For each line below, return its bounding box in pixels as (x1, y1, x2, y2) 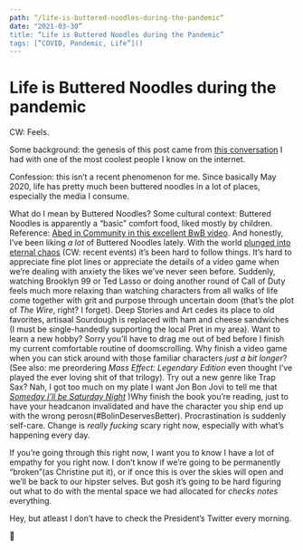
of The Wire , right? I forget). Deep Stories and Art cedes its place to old (9, 304, 275, 315)
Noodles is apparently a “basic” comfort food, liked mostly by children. (9, 218, 273, 229)
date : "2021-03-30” (9, 22, 83, 31)
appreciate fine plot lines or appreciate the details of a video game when (9, 256, 279, 267)
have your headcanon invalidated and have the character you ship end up (9, 400, 284, 412)
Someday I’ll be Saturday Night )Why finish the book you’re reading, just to (9, 391, 289, 402)
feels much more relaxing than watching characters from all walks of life (9, 285, 279, 296)
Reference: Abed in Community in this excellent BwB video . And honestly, (9, 227, 284, 238)
